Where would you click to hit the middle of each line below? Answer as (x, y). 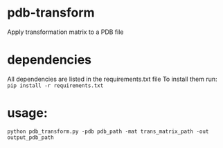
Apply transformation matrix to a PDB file (65, 32)
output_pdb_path (30, 137)
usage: (28, 113)
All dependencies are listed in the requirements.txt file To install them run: (112, 79)
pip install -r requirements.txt (55, 85)
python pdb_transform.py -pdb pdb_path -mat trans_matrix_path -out (108, 131)
